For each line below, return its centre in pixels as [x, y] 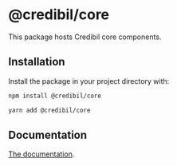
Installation [37, 62]
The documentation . [41, 154]
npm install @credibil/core [55, 96]
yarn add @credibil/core [49, 110]
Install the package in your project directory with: [89, 81]
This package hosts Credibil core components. [85, 37]
